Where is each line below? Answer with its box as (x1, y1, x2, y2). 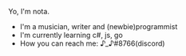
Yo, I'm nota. (8, 7, 50, 16)
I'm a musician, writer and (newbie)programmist (19, 22, 178, 31)
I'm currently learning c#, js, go (19, 31, 124, 39)
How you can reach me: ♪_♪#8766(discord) (19, 39, 165, 48)
